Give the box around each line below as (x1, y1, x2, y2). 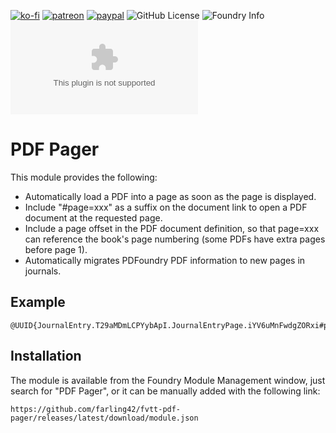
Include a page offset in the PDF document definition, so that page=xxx (24, 222, 320, 234)
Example (10, 294, 66, 311)
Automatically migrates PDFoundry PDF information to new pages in (24, 254, 306, 266)
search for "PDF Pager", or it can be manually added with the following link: (10, 385, 321, 397)
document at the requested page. (24, 211, 163, 224)
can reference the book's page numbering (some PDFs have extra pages (24, 233, 326, 245)
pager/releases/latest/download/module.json (10, 413, 199, 423)
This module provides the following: (10, 171, 158, 183)
